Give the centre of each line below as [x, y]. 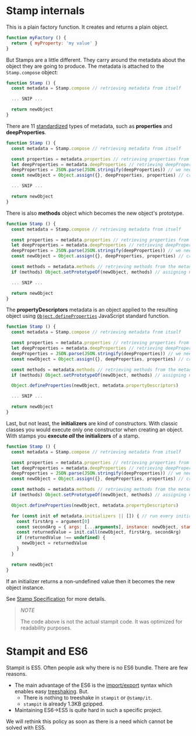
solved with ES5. [26, 727]
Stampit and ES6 [47, 651]
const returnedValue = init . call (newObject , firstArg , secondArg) [99, 532]
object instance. [25, 587]
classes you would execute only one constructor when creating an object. [95, 429]
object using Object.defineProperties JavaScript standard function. [88, 316]
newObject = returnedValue [54, 543]
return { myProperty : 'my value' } [55, 43]
